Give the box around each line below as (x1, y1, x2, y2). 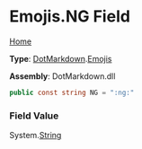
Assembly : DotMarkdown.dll (9, 70, 116, 82)
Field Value (9, 110, 59, 122)
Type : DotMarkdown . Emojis (9, 53, 112, 64)
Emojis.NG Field (9, 6, 130, 27)
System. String (9, 130, 62, 141)
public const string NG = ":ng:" (9, 88, 135, 97)
